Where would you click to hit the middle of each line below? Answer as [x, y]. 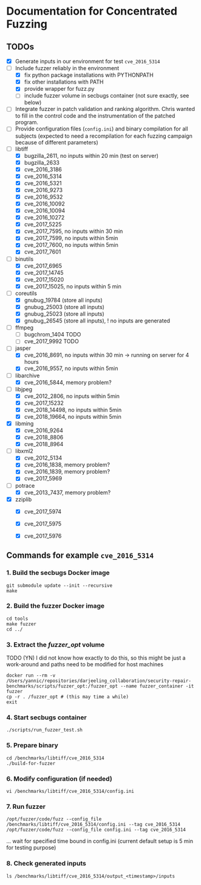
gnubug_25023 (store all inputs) [64, 314]
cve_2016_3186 [43, 169]
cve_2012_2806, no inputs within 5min [72, 396]
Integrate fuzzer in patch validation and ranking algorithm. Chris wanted [105, 109]
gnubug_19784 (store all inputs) [63, 300]
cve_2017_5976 [43, 536]
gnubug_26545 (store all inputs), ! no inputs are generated [97, 321]
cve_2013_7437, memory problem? [67, 492]
